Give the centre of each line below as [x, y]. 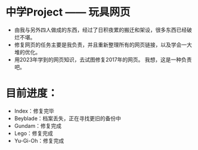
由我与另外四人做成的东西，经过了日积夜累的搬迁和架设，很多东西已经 [100, 30]
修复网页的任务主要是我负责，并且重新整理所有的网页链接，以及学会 [98, 45]
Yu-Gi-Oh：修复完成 [39, 140]
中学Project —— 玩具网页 [68, 12]
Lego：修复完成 [33, 133]
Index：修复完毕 [34, 111]
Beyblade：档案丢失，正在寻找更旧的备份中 [68, 118]
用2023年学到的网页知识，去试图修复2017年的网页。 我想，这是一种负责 [103, 60]
